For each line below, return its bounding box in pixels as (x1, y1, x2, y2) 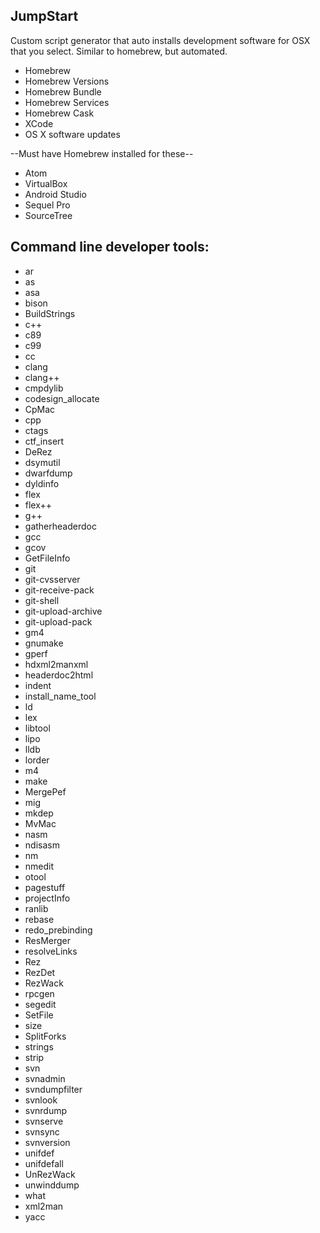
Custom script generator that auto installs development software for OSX (10, 34, 311, 46)
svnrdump (24, 1104, 68, 1116)
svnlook (24, 1094, 58, 1106)
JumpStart (10, 8, 79, 25)
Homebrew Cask (24, 107, 95, 119)
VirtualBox (24, 177, 68, 189)
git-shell (24, 594, 60, 606)
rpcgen (24, 987, 55, 999)
